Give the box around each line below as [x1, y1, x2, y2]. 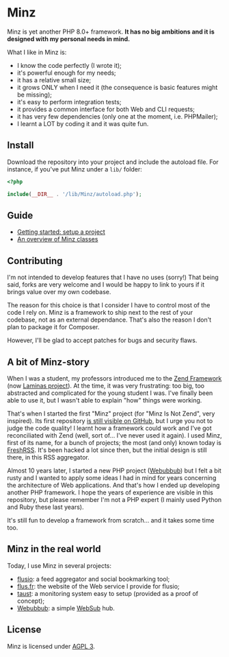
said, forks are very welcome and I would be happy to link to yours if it [7, 280, 205, 289]
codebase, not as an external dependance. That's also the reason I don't [7, 315, 212, 324]
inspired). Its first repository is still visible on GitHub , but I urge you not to [7, 416, 213, 425]
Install [7, 139, 34, 152]
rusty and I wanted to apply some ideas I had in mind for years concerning [7, 473, 217, 481]
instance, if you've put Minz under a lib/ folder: [7, 165, 142, 173]
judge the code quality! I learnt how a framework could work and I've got [7, 424, 212, 432]
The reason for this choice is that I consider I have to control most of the [7, 301, 211, 309]
